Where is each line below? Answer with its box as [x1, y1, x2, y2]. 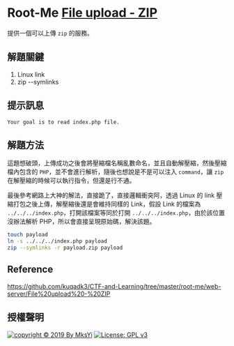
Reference [7, 264, 54, 276]
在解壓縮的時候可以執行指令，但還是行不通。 [7, 176, 136, 185]
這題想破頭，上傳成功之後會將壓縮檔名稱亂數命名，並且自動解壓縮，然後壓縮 [7, 159, 227, 167]
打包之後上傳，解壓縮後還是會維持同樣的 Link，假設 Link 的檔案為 [13, 200, 201, 209]
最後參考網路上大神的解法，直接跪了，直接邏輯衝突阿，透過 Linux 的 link [7, 191, 215, 200]
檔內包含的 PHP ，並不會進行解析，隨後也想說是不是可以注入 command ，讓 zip [7, 167, 224, 176]
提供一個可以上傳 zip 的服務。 [7, 29, 94, 37]
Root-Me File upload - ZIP [7, 5, 158, 21]
